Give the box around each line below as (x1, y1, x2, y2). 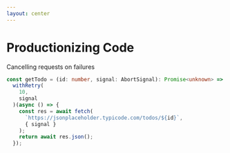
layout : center (6, 10, 50, 17)
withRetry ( (12, 82, 44, 90)
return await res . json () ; (19, 134, 94, 141)
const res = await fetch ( (19, 108, 94, 114)
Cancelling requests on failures (6, 63, 95, 71)
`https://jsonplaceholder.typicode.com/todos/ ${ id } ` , (24, 114, 184, 121)
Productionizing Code (6, 39, 135, 55)
